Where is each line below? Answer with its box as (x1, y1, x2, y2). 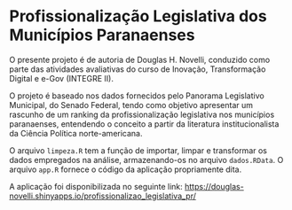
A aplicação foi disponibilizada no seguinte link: (9, 181, 184, 191)
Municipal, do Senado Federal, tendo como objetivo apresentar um (9, 99, 253, 110)
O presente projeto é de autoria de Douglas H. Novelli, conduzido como (9, 54, 271, 65)
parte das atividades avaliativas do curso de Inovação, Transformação (9, 64, 266, 74)
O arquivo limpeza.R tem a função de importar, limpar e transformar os (9, 144, 268, 156)
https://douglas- (185, 181, 244, 191)
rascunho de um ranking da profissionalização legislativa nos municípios (9, 109, 275, 120)
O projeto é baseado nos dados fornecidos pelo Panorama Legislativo (9, 90, 264, 101)
